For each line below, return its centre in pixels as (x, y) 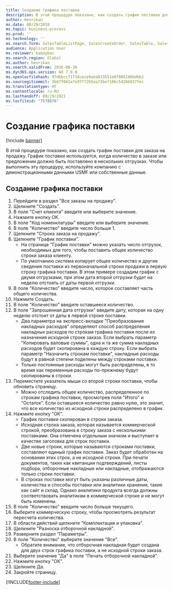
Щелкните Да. (29, 567)
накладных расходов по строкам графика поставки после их (88, 332)
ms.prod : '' (18, 34)
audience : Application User (36, 48)
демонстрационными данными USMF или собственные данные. (76, 172)
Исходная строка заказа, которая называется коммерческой (88, 425)
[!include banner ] (24, 141)
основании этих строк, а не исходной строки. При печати (84, 457)
